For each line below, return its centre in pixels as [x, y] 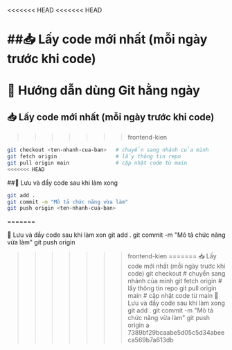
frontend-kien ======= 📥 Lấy [172, 256]
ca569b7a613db [151, 340]
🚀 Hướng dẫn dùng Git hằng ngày [104, 91]
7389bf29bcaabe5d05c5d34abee [176, 333]
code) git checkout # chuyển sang [177, 274]
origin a [139, 325]
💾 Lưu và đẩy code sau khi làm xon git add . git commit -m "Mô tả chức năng [116, 235]
